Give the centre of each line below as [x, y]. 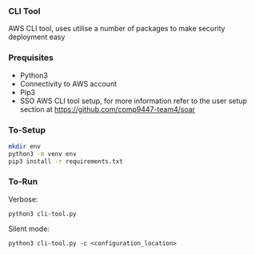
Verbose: [23, 199]
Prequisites [31, 58]
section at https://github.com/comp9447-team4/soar [108, 109]
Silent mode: [29, 229]
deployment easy [37, 37]
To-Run [23, 181]
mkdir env [25, 146]
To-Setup [27, 129]
